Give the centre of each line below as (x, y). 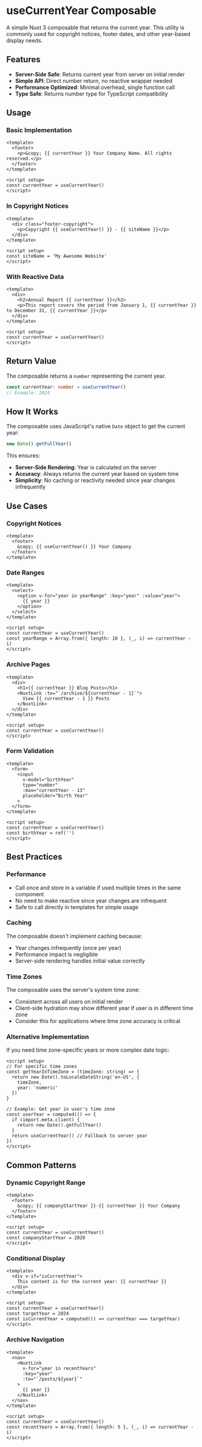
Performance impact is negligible (56, 954)
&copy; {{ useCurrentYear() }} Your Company (74, 547)
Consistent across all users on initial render (69, 1002)
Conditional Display (36, 1259)
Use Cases (27, 506)
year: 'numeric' (38, 1088)
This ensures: (23, 456)
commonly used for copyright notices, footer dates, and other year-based (99, 34)
